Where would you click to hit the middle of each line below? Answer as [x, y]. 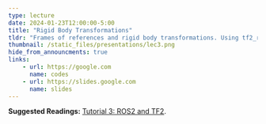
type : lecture [32, 15]
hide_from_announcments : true [58, 52]
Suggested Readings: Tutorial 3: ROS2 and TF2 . [87, 111]
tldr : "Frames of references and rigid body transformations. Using [123, 38]
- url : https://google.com [67, 67]
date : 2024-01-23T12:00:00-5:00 [61, 23]
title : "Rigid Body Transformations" [70, 30]
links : [19, 60]
